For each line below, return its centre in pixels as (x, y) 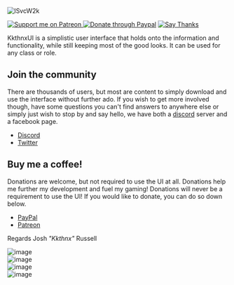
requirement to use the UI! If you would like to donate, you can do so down (115, 196)
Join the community (52, 75)
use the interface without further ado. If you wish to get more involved (108, 99)
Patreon (29, 225)
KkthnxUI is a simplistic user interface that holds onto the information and (113, 38)
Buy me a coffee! (45, 165)
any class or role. (32, 53)
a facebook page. (33, 121)
